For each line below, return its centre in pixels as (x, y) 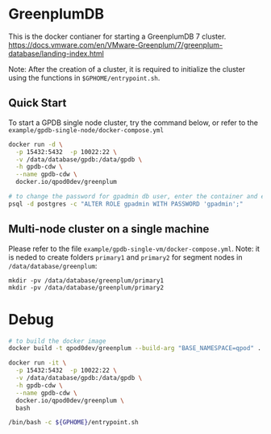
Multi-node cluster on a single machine (109, 230)
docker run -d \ (35, 144)
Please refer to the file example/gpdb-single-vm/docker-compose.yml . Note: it (134, 248)
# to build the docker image (57, 341)
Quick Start (38, 103)
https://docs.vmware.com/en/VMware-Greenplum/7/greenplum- (116, 44)
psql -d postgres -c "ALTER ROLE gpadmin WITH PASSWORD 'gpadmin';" (126, 204)
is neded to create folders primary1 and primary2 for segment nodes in (126, 257)
